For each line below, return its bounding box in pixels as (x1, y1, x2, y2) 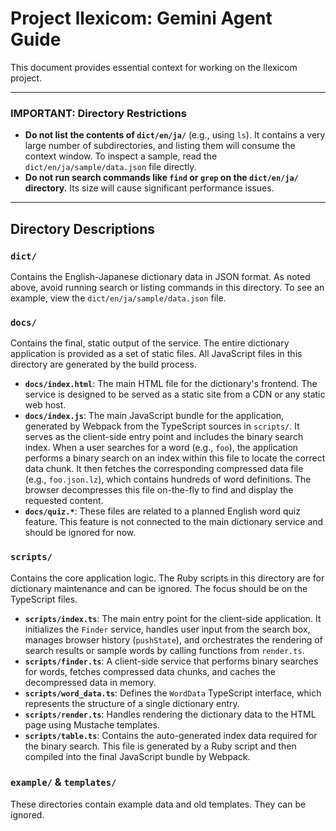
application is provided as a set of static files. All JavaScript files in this (10, 348, 303, 360)
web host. (24, 399, 67, 411)
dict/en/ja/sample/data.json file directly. (24, 161, 197, 173)
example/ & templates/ (10, 775, 117, 789)
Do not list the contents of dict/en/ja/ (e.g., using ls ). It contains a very (24, 129, 326, 141)
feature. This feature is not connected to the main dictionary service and (24, 516, 324, 528)
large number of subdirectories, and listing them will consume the (24, 140, 296, 152)
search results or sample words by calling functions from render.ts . (24, 644, 305, 656)
